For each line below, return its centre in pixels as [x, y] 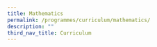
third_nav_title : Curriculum [49, 33]
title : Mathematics [35, 13]
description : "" [31, 26]
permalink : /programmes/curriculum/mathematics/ [79, 20]
